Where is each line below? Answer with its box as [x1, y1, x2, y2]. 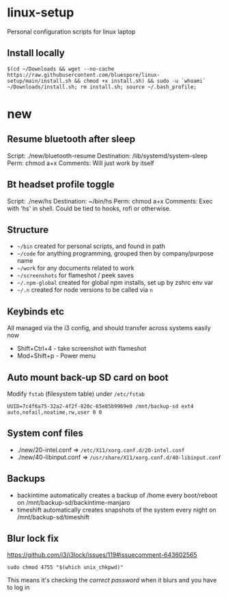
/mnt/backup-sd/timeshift [16, 512, 90, 521]
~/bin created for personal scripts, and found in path [16, 242, 165, 251]
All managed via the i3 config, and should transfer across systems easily [7, 324, 212, 332]
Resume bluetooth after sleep [7, 134, 136, 145]
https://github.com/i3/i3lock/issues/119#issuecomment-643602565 [7, 551, 197, 559]
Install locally [7, 47, 65, 59]
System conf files [7, 427, 84, 439]
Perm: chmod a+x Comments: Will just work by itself [7, 159, 155, 167]
